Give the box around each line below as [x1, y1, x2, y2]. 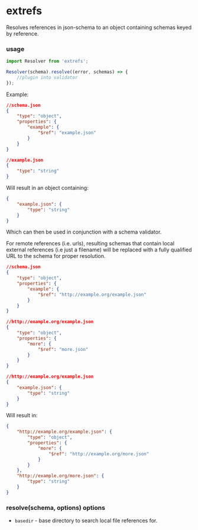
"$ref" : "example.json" [37, 130, 96, 136]
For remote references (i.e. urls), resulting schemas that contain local [6, 240, 174, 247]
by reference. [6, 30, 39, 37]
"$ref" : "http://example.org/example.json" [37, 292, 147, 298]
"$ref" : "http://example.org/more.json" [48, 451, 150, 457]
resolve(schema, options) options [6, 503, 105, 512]
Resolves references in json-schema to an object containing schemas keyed [6, 24, 192, 31]
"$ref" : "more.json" [37, 346, 89, 352]
